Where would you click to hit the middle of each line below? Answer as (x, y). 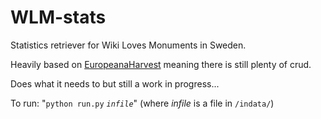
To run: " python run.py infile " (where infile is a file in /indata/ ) (142, 103)
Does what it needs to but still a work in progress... (115, 83)
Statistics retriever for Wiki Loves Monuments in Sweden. (128, 45)
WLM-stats (58, 17)
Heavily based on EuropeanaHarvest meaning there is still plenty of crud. (161, 64)
